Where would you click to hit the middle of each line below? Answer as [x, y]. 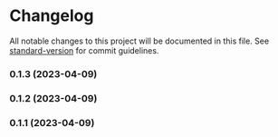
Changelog [52, 16]
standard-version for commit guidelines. [84, 50]
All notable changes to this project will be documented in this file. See [139, 41]
